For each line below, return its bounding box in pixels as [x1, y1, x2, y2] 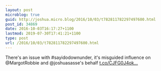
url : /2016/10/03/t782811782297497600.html [5, 41, 99, 46]
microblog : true [5, 12, 40, 17]
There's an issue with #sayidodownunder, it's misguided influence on [5, 54, 151, 60]
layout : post [5, 7, 33, 13]
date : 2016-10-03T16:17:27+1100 [5, 26, 74, 31]
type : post [5, 36, 29, 41]
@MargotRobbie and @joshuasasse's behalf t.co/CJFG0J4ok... [5, 59, 139, 66]
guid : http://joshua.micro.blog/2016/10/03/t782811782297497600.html [5, 17, 156, 22]
